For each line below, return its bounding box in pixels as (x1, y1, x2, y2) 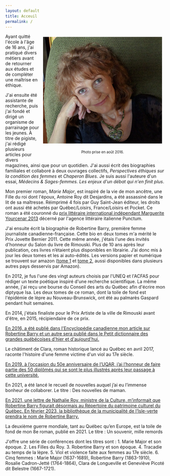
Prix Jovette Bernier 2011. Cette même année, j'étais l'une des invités (5, 236, 150, 242)
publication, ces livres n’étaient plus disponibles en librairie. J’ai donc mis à (5, 247, 162, 253)
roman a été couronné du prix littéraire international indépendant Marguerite (5, 210, 164, 216)
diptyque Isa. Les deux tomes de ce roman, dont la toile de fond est (5, 289, 146, 295)
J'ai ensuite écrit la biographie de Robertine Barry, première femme (5, 226, 146, 232)
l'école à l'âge (5, 39, 35, 45)
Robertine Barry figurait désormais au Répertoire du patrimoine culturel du (5, 403, 161, 409)
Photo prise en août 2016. (81, 150, 124, 155)
